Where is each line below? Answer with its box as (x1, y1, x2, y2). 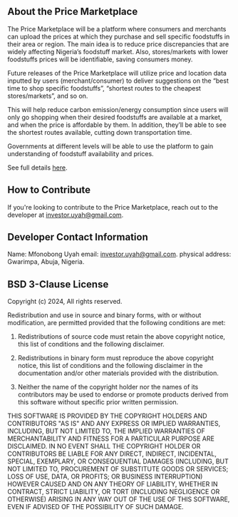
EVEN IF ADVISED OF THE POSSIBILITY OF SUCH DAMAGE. (7, 503, 184, 511)
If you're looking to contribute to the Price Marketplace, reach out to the (7, 203, 219, 211)
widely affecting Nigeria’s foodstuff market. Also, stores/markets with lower (7, 47, 229, 56)
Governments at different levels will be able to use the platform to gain (7, 142, 214, 150)
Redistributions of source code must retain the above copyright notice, (17, 332, 226, 341)
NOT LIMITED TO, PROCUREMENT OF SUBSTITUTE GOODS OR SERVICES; (7, 465, 229, 474)
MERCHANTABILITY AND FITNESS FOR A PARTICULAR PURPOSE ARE (7, 434, 215, 443)
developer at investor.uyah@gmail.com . (7, 210, 124, 219)
